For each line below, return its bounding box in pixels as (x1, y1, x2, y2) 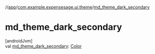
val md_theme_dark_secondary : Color (5, 43, 82, 49)
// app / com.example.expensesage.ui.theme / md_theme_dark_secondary (5, 4, 150, 10)
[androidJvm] (5, 38, 33, 44)
